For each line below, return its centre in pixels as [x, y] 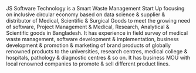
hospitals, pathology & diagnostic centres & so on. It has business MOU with [98, 58]
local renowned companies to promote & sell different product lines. [88, 64]
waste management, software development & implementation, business [92, 39]
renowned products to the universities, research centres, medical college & [97, 51]
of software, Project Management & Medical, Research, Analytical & [88, 27]
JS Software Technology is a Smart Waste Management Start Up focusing [95, 8]
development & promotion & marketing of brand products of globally [89, 45]
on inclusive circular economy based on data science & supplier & [86, 14]
